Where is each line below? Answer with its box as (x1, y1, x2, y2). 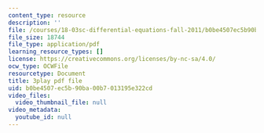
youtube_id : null (15, 113, 72, 121)
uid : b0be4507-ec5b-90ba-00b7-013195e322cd (8, 84, 153, 92)
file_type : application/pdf (8, 41, 101, 49)
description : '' (8, 19, 61, 27)
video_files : (8, 92, 51, 99)
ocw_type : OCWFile (8, 63, 68, 70)
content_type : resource (8, 11, 86, 20)
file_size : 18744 (8, 33, 65, 41)
